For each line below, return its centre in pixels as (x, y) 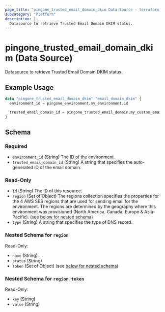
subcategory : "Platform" (30, 14)
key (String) (24, 299)
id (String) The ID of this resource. (47, 191)
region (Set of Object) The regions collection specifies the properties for (85, 196)
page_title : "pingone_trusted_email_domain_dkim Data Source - (71, 10)
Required (16, 146)
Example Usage (29, 87)
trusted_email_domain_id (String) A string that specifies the (72, 162)
